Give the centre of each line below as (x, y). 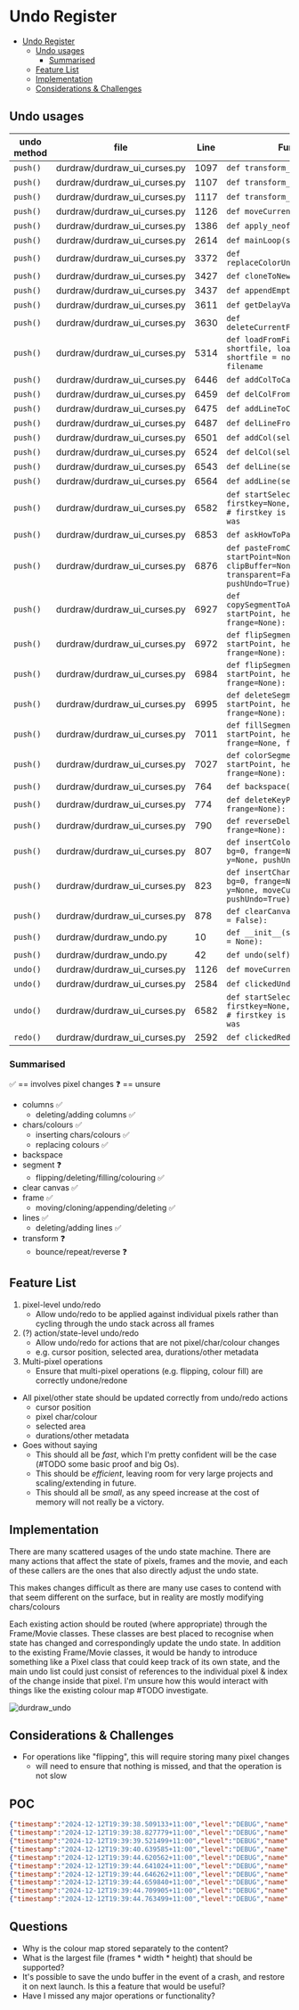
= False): (247, 920)
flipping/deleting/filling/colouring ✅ (100, 1178)
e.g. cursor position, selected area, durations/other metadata (147, 1352)
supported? (43, 1967)
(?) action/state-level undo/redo (81, 1333)
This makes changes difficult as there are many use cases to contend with (145, 1587)
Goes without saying (60, 1445)
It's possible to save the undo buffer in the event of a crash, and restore (153, 1976)
